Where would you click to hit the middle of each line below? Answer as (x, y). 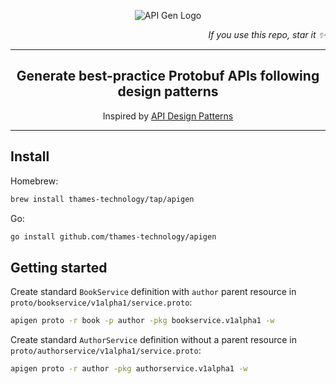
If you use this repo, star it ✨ (267, 34)
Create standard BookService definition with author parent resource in (153, 292)
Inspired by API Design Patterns (168, 116)
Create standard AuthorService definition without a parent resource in (153, 340)
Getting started (59, 267)
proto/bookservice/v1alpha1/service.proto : (101, 302)
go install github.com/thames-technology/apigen (113, 236)
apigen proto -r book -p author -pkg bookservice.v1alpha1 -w (142, 321)
